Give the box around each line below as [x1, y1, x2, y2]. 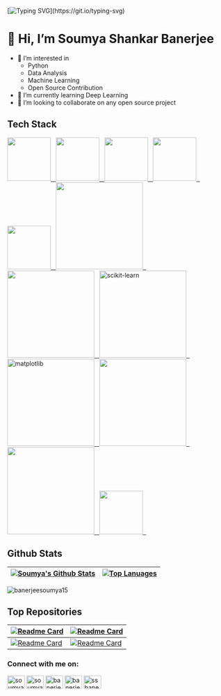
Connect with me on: [7, 659, 79, 669]
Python [27, 61, 49, 70]
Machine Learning [27, 76, 80, 84]
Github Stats [7, 548, 63, 560]
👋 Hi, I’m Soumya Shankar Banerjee [7, 31, 214, 47]
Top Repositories [7, 606, 83, 617]
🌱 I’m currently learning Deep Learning [17, 90, 129, 99]
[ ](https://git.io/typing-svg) [7, 7, 125, 15]
